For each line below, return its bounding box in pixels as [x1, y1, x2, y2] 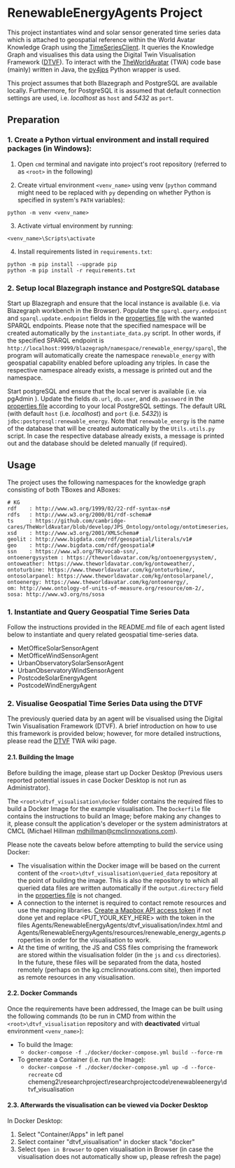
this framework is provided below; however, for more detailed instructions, [7, 730, 222, 738]
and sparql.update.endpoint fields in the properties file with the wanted [7, 314, 214, 322]
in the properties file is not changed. [17, 891, 122, 899]
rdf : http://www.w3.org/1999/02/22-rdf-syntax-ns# [7, 505, 171, 512]
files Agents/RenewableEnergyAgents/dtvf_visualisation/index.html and [17, 921, 222, 929]
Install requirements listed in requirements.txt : [17, 247, 152, 256]
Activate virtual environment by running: [17, 221, 134, 230]
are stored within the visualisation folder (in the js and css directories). [17, 950, 222, 959]
